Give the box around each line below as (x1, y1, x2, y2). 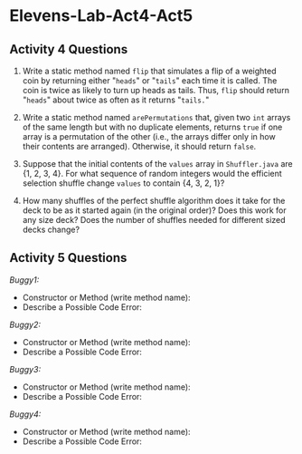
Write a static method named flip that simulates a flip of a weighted (22, 65, 278, 76)
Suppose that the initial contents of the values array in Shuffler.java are (22, 159, 293, 169)
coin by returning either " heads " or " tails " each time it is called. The (22, 75, 278, 86)
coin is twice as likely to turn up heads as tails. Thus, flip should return (22, 85, 289, 95)
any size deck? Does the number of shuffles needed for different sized (22, 215, 287, 225)
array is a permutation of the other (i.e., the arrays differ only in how (22, 131, 276, 141)
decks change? (22, 224, 80, 235)
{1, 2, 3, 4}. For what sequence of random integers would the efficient (22, 169, 282, 179)
